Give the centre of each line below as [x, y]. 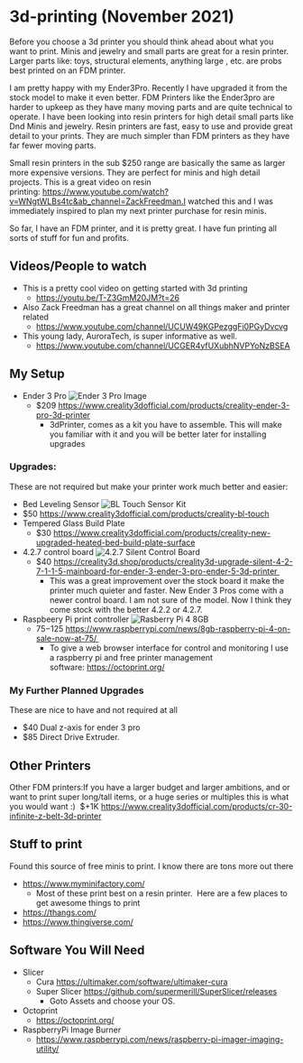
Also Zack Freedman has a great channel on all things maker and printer [156, 307]
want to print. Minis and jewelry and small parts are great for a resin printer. [149, 51]
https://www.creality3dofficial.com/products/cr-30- [197, 806]
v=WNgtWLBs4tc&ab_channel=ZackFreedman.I [98, 201]
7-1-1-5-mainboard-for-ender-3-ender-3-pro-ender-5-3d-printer [156, 571]
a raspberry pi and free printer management [131, 657]
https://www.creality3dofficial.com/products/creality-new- [162, 532]
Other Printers [50, 766]
